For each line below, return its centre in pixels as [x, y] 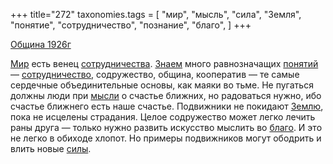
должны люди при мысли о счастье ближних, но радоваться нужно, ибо [166, 95]
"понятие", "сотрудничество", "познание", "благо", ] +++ [131, 25]
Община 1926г [41, 44]
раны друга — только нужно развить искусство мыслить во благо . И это [166, 127]
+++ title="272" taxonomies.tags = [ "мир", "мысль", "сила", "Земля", [156, 14]
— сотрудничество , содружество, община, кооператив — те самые [155, 74]
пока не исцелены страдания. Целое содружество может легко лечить [163, 117]
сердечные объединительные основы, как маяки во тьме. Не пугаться [162, 85]
